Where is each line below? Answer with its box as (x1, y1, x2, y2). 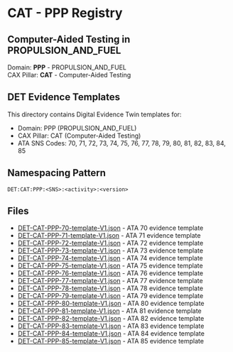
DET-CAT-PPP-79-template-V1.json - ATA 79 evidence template (17, 292, 204, 300)
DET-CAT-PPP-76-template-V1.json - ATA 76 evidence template (17, 269, 204, 277)
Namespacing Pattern (7, 167, 107, 179)
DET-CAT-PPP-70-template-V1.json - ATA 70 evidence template (17, 224, 204, 232)
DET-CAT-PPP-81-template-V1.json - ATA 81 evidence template (17, 307, 202, 315)
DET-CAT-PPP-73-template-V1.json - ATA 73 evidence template (17, 246, 204, 255)
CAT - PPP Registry (7, 5, 123, 21)
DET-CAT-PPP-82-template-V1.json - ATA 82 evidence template (17, 314, 205, 323)
